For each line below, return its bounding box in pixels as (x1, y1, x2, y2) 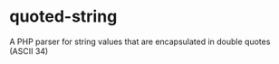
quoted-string (9, 6, 118, 27)
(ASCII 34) (9, 45, 49, 56)
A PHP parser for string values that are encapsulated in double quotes (9, 36, 271, 47)
